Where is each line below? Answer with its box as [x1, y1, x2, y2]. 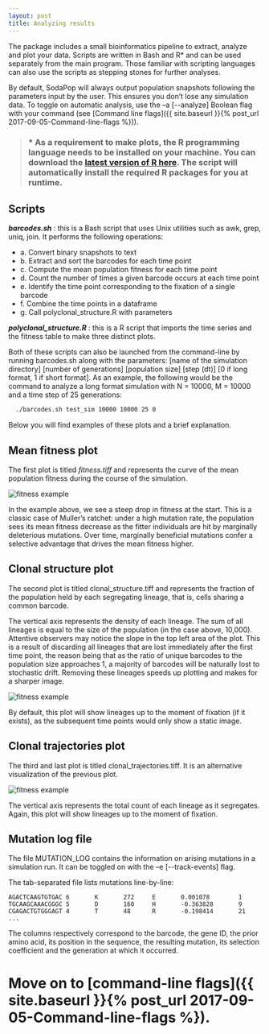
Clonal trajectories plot [8, 739, 126, 753]
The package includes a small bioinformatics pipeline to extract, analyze [8, 41, 247, 51]
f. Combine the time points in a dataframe [19, 299, 158, 308]
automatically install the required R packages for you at [27, 167, 249, 178]
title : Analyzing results [8, 19, 95, 27]
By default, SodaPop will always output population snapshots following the [8, 82, 255, 93]
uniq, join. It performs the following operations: [8, 232, 163, 242]
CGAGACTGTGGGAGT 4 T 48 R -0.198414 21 [8, 908, 247, 916]
